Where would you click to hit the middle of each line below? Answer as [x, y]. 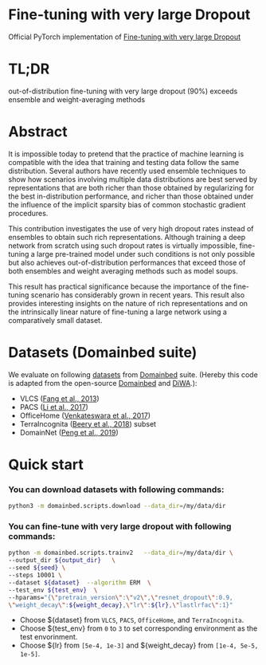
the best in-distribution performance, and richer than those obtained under [131, 196]
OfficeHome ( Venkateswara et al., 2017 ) [85, 415]
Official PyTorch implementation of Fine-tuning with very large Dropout [125, 37]
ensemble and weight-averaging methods [77, 99]
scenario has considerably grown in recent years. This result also [138, 295]
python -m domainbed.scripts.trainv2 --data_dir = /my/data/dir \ [121, 553]
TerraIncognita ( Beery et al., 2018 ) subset [88, 423]
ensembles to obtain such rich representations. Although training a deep [127, 237]
